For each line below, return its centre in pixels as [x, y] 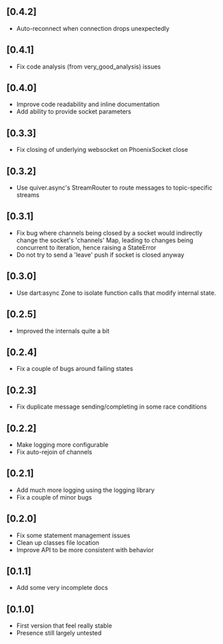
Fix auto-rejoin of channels [54, 452]
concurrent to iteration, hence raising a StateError [86, 247]
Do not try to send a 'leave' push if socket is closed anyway [100, 255]
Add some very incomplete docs [62, 588]
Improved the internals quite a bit [63, 331]
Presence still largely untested [59, 633]
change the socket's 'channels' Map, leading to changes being [105, 240]
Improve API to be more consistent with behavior [85, 550]
